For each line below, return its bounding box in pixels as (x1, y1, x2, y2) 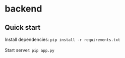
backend (5, 3, 42, 15)
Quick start (5, 23, 41, 32)
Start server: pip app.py (5, 47, 55, 53)
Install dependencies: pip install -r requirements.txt (5, 36, 120, 42)
